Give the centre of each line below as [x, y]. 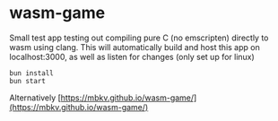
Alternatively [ [35, 98]
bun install [31, 73]
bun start [28, 81]
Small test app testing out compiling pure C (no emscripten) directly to [139, 38]
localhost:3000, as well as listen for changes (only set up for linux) [132, 56]
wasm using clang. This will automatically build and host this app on [135, 47]
